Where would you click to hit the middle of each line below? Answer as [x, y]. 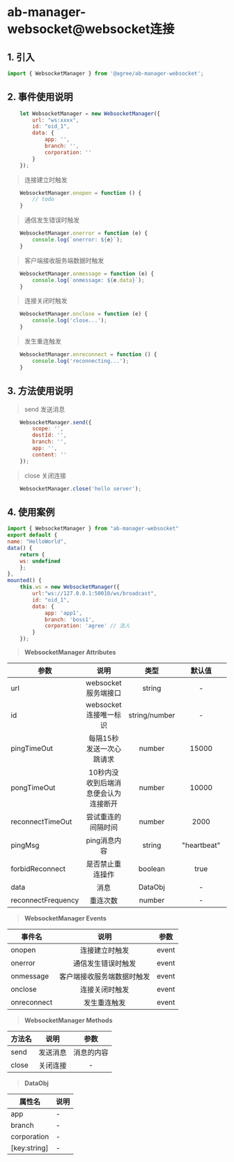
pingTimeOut [32, 749]
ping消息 [100, 840]
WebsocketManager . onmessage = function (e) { [87, 274]
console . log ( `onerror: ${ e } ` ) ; [78, 240]
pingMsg [25, 845]
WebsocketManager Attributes [70, 653]
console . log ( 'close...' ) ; [70, 321]
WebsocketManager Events [65, 918]
